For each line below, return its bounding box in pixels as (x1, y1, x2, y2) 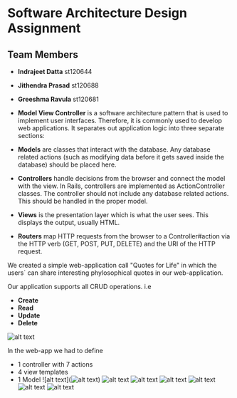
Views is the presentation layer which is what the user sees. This (17, 211, 209, 219)
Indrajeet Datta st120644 (17, 68, 93, 75)
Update (17, 311, 41, 320)
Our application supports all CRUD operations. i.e (7, 283, 152, 290)
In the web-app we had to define (7, 347, 103, 355)
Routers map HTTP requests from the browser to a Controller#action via (17, 232, 231, 240)
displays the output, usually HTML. (17, 219, 120, 226)
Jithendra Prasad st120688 (17, 81, 99, 90)
